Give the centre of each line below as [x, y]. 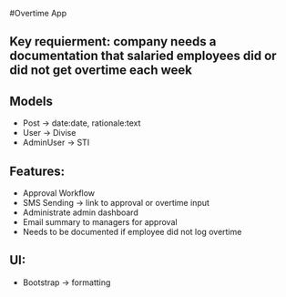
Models [31, 101]
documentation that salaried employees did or [143, 56]
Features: [37, 171]
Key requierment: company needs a [113, 41]
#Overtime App [38, 13]
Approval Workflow [59, 193]
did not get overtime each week [101, 71]
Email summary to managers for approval [100, 222]
